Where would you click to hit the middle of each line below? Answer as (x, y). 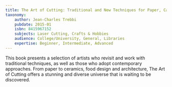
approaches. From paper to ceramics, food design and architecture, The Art (85, 69)
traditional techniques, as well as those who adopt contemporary (74, 63)
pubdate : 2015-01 (33, 24)
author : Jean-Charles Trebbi (46, 19)
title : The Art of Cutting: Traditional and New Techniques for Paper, (83, 10)
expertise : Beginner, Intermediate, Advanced (64, 43)
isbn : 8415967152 (33, 29)
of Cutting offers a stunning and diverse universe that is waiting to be (78, 74)
